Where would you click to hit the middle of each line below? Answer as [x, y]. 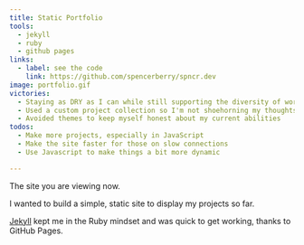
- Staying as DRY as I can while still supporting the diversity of [149, 102]
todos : [22, 127]
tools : [22, 26]
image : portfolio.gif [50, 85]
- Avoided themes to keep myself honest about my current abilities [149, 118]
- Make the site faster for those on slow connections [123, 144]
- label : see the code [60, 69]
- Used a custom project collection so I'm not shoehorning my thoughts [157, 110]
